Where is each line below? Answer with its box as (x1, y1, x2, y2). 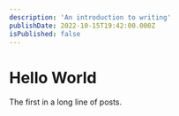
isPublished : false (9, 29, 81, 38)
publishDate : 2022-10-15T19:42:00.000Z (9, 21, 156, 30)
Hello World (9, 67, 97, 88)
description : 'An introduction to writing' (9, 12, 172, 22)
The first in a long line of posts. (9, 97, 123, 107)
